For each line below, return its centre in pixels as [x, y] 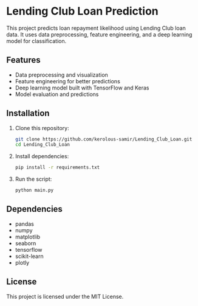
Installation [28, 113]
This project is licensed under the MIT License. [65, 296]
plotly [22, 262]
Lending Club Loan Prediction [83, 11]
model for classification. [36, 41]
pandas [25, 224]
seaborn [26, 243]
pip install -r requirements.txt [57, 168]
